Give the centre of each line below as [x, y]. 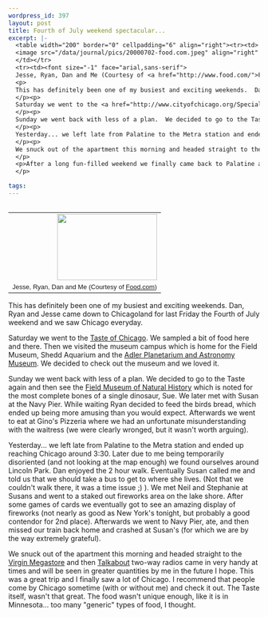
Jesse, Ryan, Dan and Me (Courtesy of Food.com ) [85, 287]
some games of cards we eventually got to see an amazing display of [122, 504]
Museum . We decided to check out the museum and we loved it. [114, 363]
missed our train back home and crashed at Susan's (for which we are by [128, 530]
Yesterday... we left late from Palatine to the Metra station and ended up [126, 445]
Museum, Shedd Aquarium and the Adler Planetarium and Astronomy [122, 354]
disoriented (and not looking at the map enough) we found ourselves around [134, 462]
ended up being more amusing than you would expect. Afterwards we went [132, 413]
